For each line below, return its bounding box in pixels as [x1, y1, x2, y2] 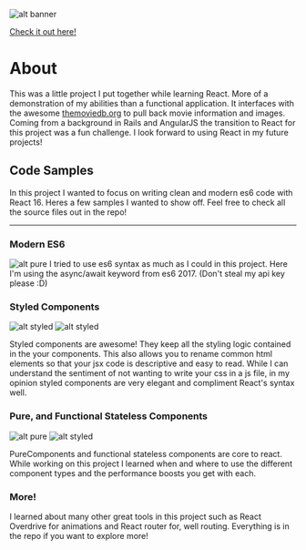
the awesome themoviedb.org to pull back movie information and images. [9, 107, 285, 118]
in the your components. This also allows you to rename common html [9, 349, 273, 360]
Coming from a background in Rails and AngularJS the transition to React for [9, 117, 296, 127]
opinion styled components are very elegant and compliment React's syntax [9, 378, 295, 389]
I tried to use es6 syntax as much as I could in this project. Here [48, 259, 289, 270]
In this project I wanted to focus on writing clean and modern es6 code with [9, 187, 293, 198]
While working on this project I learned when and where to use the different [9, 458, 293, 469]
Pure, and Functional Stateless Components [9, 410, 208, 423]
